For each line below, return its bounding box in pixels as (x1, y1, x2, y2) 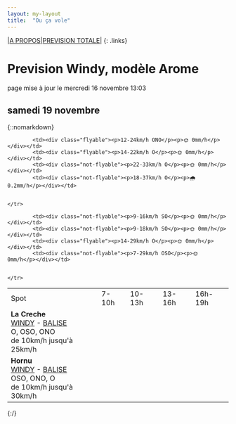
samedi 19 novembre (7, 104, 100, 116)
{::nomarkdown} (7, 123, 55, 131)
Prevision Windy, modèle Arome (7, 60, 199, 77)
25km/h (11, 345, 37, 354)
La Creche (11, 309, 46, 319)
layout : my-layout (7, 10, 61, 18)
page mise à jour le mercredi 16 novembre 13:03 (7, 84, 146, 92)
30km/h (11, 391, 37, 401)
